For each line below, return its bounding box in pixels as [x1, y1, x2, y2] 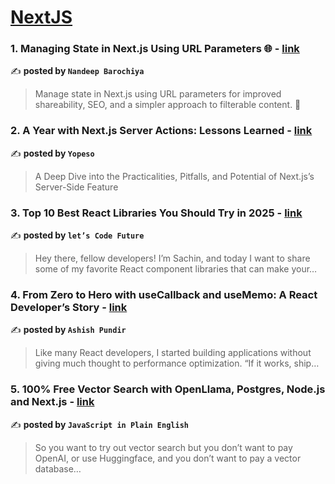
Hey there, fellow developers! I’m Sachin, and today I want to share [34, 252, 311, 265]
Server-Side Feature [34, 181, 119, 193]
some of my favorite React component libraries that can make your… [34, 263, 318, 275]
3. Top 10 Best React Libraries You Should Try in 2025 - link [10, 206, 303, 220]
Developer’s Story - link [10, 301, 128, 314]
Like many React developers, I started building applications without [34, 347, 312, 359]
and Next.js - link [10, 395, 95, 409]
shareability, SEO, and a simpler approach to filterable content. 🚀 [34, 99, 302, 111]
